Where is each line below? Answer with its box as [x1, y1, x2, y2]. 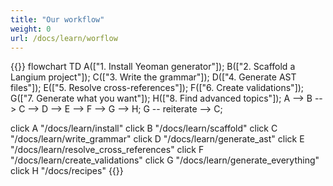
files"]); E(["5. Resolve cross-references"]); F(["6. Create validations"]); [10, 82, 305, 94]
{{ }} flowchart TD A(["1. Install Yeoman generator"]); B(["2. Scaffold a [10, 61, 296, 73]
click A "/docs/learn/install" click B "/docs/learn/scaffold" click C [10, 122, 278, 135]
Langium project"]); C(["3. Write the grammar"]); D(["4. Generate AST [10, 71, 297, 83]
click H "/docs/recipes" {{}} [10, 165, 124, 177]
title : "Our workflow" [10, 14, 105, 25]
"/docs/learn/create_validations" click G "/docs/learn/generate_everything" [10, 154, 320, 166]
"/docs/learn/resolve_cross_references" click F [10, 144, 205, 156]
